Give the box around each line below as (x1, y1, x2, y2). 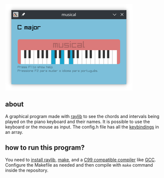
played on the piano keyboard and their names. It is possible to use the (5, 119, 150, 124)
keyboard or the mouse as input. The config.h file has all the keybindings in (5, 123, 159, 130)
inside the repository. (5, 167, 49, 173)
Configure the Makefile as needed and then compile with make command (5, 162, 153, 168)
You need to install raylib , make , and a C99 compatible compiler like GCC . (5, 157, 156, 163)
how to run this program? (5, 143, 85, 152)
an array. (5, 129, 23, 135)
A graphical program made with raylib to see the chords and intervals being (5, 113, 160, 119)
